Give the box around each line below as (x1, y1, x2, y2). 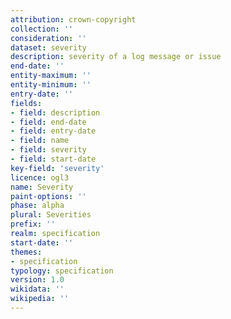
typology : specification (10, 266, 114, 276)
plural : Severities (10, 210, 92, 220)
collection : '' (10, 24, 74, 34)
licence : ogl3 (10, 172, 70, 183)
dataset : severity (10, 42, 87, 53)
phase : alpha (10, 201, 65, 211)
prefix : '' (10, 219, 56, 230)
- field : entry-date (10, 126, 97, 136)
